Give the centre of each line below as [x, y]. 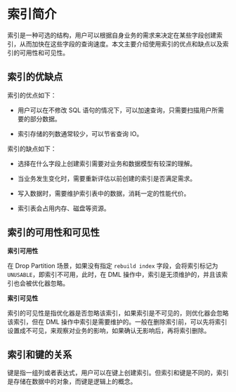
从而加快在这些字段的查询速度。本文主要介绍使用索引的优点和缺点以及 [121, 43]
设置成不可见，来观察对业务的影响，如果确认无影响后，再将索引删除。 [109, 330]
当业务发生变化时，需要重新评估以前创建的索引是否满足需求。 [107, 178]
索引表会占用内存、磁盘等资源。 [64, 208]
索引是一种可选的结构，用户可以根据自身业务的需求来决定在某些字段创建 [112, 35]
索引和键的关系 [40, 354]
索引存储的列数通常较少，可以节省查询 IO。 [80, 133]
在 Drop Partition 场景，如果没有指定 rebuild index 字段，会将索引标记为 [113, 265]
